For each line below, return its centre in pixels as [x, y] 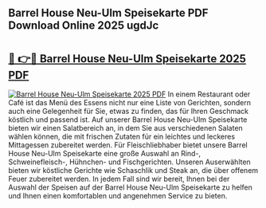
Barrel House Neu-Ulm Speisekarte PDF [108, 13]
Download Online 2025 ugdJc [84, 26]
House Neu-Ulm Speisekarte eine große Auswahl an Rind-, [105, 153]
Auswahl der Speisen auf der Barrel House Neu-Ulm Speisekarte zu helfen [130, 187]
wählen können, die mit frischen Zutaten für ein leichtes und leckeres [122, 136]
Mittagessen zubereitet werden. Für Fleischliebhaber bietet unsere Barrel [128, 145]
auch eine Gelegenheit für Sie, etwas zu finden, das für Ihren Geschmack [129, 111]
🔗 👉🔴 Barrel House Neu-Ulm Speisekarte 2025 [127, 59]
